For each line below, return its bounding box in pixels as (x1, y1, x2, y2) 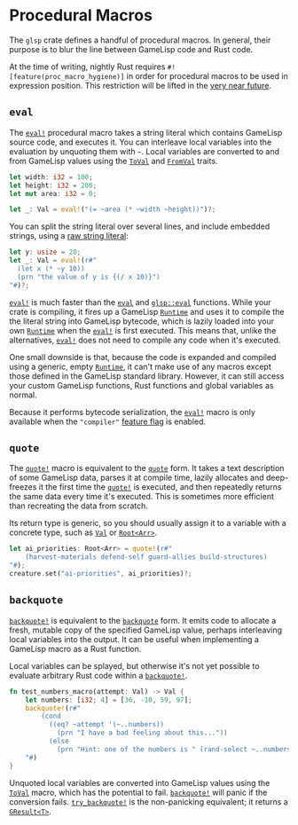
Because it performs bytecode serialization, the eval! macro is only (9, 406, 255, 417)
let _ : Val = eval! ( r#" (9, 256, 98, 265)
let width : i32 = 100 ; (9, 172, 93, 182)
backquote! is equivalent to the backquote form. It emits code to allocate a (9, 615, 277, 625)
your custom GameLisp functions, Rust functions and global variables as (9, 380, 274, 390)
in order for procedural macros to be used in (126, 70, 288, 81)
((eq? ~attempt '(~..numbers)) (48, 720, 165, 729)
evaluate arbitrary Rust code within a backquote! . (9, 670, 188, 680)
